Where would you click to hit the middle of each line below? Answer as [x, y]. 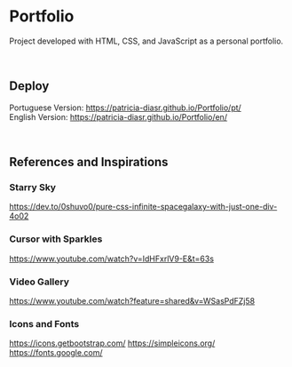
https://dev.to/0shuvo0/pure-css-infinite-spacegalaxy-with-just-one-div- [143, 207]
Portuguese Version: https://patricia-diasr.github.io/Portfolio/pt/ [125, 108]
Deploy [29, 86]
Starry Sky [32, 187]
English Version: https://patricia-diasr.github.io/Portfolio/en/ [118, 116]
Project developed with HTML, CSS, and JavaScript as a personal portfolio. [146, 41]
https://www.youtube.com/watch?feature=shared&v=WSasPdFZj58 [132, 301]
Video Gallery [39, 282]
